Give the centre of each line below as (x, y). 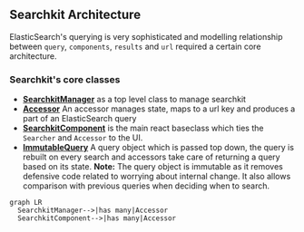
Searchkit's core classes (65, 79)
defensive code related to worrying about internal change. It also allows (157, 177)
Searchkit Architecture (75, 15)
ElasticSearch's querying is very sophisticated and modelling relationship (146, 36)
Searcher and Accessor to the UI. (83, 138)
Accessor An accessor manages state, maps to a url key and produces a (159, 109)
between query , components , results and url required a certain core (135, 46)
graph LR (26, 203)
